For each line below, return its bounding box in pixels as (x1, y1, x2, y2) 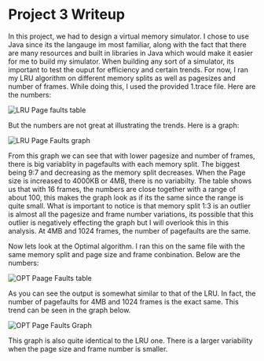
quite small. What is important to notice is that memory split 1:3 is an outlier (8, 201, 251, 210)
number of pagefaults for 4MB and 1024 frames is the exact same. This (8, 297, 240, 306)
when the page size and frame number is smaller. (8, 344, 168, 353)
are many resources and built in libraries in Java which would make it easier (8, 48, 253, 57)
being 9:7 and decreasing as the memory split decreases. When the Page (8, 168, 246, 177)
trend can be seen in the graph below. (8, 305, 131, 315)
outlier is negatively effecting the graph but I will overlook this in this (8, 218, 229, 227)
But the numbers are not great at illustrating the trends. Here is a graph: (8, 120, 240, 130)
